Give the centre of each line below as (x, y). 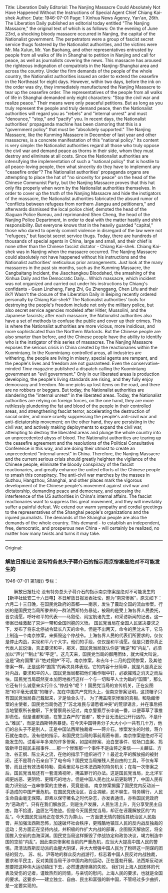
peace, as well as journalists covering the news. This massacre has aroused (83, 60)
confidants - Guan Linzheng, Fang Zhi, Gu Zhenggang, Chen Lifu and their (82, 289)
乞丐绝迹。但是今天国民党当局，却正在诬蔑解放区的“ (98, 810)
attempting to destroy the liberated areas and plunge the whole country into (83, 432)
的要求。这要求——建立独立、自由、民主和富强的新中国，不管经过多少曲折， (84, 879)
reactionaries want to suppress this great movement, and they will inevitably (83, 502)
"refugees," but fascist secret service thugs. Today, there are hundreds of (81, 236)
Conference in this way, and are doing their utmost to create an (70, 448)
